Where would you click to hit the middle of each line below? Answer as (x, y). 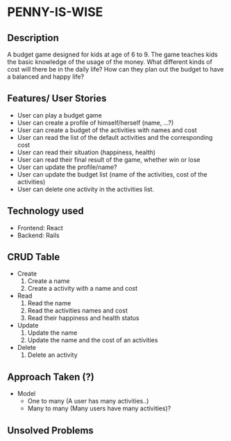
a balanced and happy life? (46, 77)
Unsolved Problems (50, 430)
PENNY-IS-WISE (55, 12)
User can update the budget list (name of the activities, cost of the (112, 174)
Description (33, 38)
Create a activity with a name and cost (83, 289)
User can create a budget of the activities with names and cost (107, 130)
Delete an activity (52, 355)
